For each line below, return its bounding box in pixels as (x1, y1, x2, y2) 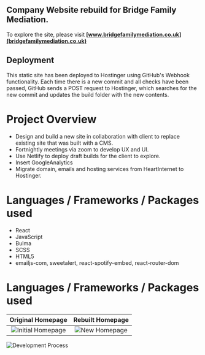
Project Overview (6, 112, 97, 126)
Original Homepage (9, 316, 68, 324)
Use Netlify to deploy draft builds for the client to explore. (15, 152, 161, 159)
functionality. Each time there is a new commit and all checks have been (6, 78, 189, 85)
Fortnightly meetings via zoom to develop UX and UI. (15, 145, 149, 153)
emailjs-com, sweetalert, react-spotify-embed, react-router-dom (15, 259, 179, 266)
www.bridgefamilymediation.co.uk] (88, 31, 182, 38)
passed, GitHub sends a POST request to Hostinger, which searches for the (6, 84, 198, 91)
